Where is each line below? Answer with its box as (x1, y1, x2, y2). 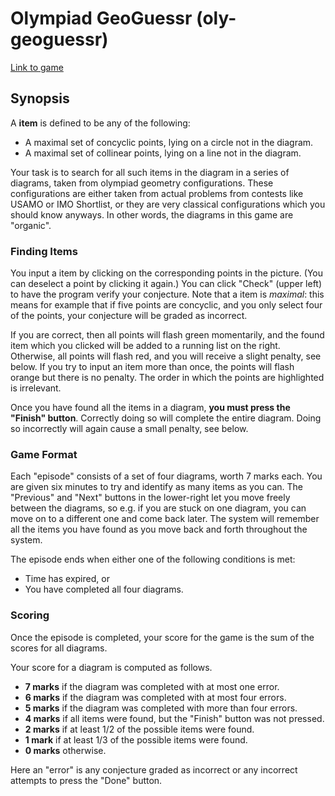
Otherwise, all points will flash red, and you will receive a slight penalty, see (10, 350, 322, 362)
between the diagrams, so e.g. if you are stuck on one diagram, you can (10, 502, 307, 514)
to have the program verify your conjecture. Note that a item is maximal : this (10, 288, 325, 301)
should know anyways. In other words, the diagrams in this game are (10, 208, 294, 221)
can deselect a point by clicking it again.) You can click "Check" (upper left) (10, 278, 323, 290)
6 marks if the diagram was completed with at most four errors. (24, 691, 287, 703)
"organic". (10, 219, 52, 231)
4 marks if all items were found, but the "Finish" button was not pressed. (24, 712, 325, 724)
